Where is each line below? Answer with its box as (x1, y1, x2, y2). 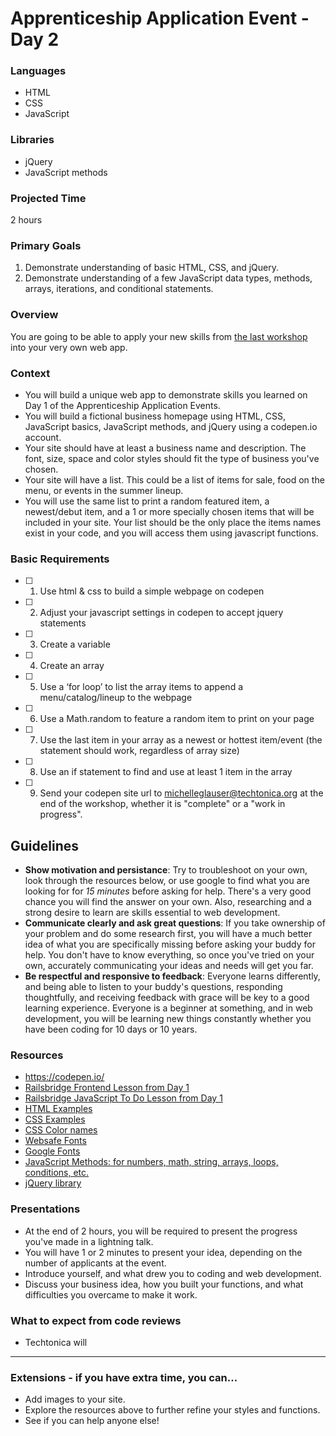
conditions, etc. (24, 1167, 90, 1179)
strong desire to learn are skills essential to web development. (24, 907, 281, 919)
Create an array (39, 660, 105, 672)
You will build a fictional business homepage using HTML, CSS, (24, 410, 286, 422)
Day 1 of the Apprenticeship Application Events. (24, 399, 221, 411)
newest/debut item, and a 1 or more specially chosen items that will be (24, 505, 315, 517)
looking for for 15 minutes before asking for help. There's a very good (24, 885, 312, 897)
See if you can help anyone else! (24, 1415, 160, 1427)
